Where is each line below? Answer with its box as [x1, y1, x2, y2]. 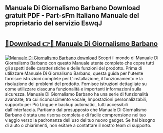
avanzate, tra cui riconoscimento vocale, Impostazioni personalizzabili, [5, 96, 147, 102]
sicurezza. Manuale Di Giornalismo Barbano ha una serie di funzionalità [5, 91, 148, 97]
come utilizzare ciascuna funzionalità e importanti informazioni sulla [5, 86, 142, 92]
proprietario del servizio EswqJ [5, 19, 102, 27]
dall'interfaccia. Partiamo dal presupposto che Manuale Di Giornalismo [5, 107, 147, 112]
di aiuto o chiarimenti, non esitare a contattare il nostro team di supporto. [5, 122, 152, 128]
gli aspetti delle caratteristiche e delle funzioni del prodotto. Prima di [5, 66, 143, 71]
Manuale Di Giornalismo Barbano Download [5, 4, 140, 12]
